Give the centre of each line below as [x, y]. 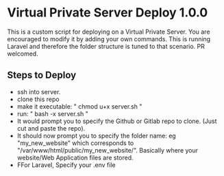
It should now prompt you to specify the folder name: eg [96, 135]
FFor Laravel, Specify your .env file [66, 165]
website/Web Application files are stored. [75, 157]
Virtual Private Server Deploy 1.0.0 [108, 13]
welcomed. [23, 54]
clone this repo [38, 99]
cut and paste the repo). [51, 128]
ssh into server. [39, 91]
